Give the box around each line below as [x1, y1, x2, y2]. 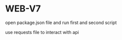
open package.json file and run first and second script [5, 19, 117, 25]
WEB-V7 [5, 3, 41, 14]
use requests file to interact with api [5, 29, 79, 35]
